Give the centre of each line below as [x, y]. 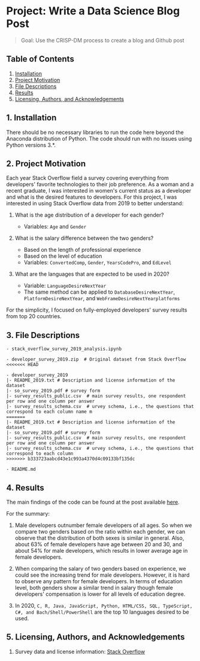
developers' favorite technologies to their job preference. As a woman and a [100, 184]
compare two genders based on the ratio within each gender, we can [100, 531]
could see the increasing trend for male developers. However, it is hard [102, 575]
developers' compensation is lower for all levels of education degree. [100, 594]
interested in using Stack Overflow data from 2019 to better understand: [95, 203]
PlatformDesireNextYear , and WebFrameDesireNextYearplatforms [102, 298]
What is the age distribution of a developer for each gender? [89, 215]
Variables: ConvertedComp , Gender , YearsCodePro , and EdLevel [98, 263]
